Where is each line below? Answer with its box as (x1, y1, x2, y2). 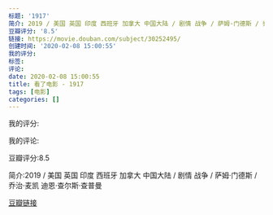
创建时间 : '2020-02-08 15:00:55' (8, 42, 117, 50)
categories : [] (8, 95, 60, 103)
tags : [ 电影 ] (8, 87, 50, 96)
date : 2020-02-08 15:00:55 (8, 72, 100, 81)
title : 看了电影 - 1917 (8, 80, 84, 88)
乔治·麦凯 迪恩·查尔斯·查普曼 (8, 181, 103, 191)
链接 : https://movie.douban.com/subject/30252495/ (8, 34, 181, 43)
